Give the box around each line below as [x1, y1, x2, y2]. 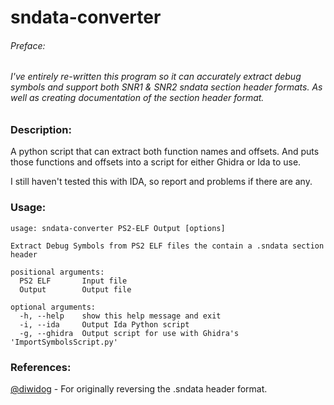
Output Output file [19, 284, 132, 295]
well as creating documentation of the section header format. [10, 92, 265, 104]
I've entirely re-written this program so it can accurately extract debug [10, 71, 302, 83]
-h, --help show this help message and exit [19, 311, 222, 321]
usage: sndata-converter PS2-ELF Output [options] [10, 223, 226, 233]
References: [10, 360, 72, 374]
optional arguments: [10, 302, 97, 312]
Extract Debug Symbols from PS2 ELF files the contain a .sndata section [10, 241, 325, 251]
